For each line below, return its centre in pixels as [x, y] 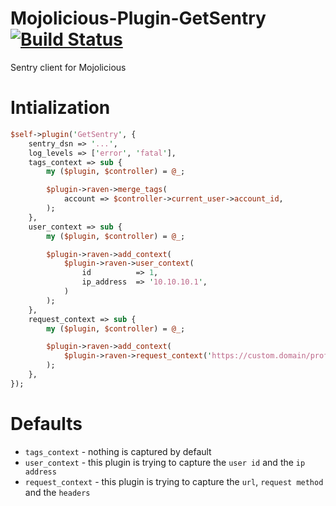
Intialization [60, 108]
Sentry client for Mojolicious [68, 67]
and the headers [57, 492]
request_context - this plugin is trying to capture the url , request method [174, 481]
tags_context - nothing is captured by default [118, 451]
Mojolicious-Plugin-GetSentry [138, 18]
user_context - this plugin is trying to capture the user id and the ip [165, 462]
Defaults [46, 423]
